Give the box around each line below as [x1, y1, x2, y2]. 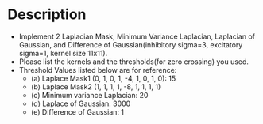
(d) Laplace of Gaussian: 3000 [30, 99, 131, 108]
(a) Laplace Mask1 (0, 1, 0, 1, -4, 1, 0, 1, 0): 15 [30, 73, 176, 83]
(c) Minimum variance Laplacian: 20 [30, 90, 149, 100]
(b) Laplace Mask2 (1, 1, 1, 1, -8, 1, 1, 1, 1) [30, 81, 161, 92]
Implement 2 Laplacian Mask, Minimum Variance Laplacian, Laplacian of [18, 32, 256, 41]
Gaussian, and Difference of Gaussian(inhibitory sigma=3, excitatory [18, 39, 243, 49]
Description [7, 6, 87, 24]
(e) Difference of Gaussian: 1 [30, 107, 125, 116]
